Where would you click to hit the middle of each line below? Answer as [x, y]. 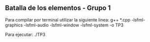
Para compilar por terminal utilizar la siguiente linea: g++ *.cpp [68, 20]
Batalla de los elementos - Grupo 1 [58, 8]
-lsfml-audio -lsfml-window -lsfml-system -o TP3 [74, 25]
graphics [14, 25]
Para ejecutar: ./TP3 [25, 34]
